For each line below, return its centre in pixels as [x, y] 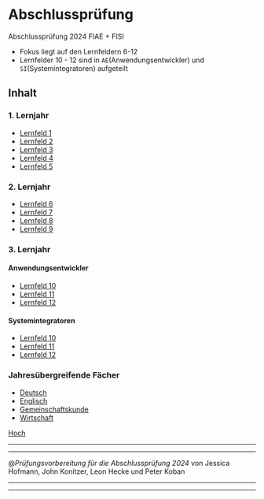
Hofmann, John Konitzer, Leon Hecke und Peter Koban [97, 471]
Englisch [33, 400]
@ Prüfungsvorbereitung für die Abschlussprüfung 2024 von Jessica [119, 463]
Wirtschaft [36, 417]
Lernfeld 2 [36, 141]
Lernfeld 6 [36, 203]
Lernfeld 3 [36, 149]
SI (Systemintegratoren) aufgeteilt [73, 68]
